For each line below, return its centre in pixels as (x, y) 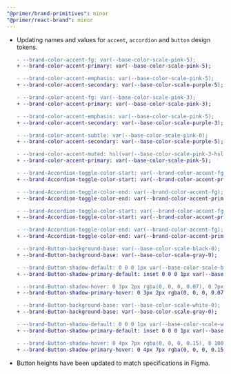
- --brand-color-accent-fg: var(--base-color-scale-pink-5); (106, 59)
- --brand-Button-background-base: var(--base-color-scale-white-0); (119, 306)
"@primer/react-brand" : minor (50, 20)
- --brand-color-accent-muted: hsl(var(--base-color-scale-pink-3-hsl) (121, 154)
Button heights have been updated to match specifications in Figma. (113, 363)
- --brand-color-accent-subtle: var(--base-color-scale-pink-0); (112, 135)
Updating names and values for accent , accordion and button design (113, 39)
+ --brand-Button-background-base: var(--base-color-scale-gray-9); (117, 255)
